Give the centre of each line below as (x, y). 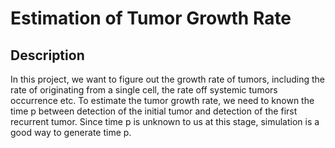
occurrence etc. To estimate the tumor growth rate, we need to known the (162, 100)
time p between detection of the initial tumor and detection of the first (154, 111)
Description (47, 55)
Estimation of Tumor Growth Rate (151, 18)
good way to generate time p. (71, 132)
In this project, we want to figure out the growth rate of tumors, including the (168, 79)
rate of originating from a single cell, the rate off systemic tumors (144, 90)
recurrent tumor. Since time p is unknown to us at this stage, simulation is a (165, 121)
